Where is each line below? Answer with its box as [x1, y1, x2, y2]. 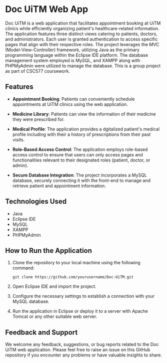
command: [12, 265, 35, 271]
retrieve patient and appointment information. [12, 183, 106, 189]
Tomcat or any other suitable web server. [12, 313, 97, 319]
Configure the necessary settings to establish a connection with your [12, 293, 155, 299]
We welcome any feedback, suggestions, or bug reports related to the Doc [5, 341, 159, 347]
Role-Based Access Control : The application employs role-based [12, 146, 148, 152]
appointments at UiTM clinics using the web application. [12, 101, 128, 107]
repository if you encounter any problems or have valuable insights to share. [5, 352, 162, 358]
